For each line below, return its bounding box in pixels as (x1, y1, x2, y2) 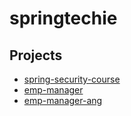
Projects (9, 47, 63, 64)
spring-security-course (23, 73, 121, 85)
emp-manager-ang (23, 95, 103, 106)
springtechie (9, 7, 118, 30)
